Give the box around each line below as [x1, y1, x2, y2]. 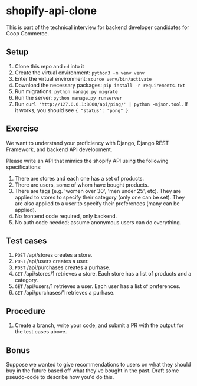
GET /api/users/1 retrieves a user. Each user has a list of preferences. [14, 283, 181, 290]
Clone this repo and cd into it [14, 63, 84, 70]
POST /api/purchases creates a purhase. [14, 264, 111, 271]
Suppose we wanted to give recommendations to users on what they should [6, 361, 191, 368]
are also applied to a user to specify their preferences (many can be [14, 199, 180, 207]
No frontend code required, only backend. [14, 212, 117, 220]
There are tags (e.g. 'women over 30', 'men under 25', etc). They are [14, 187, 182, 194]
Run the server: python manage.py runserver [14, 94, 123, 101]
